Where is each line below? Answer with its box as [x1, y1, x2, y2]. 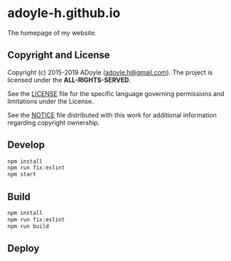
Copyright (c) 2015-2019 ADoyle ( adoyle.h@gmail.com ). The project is [7, 68, 213, 76]
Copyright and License [7, 49, 110, 61]
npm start [7, 171, 37, 179]
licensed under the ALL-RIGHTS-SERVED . [7, 75, 131, 84]
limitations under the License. [7, 97, 94, 105]
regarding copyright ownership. [7, 118, 100, 127]
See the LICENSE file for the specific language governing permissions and [7, 89, 225, 97]
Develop [7, 139, 45, 151]
